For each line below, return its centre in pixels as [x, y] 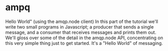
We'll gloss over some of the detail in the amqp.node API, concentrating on [84, 38]
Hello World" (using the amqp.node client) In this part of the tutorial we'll [82, 21]
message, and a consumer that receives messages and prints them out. [81, 32]
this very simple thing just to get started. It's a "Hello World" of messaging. [84, 43]
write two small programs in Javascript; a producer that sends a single [80, 27]
